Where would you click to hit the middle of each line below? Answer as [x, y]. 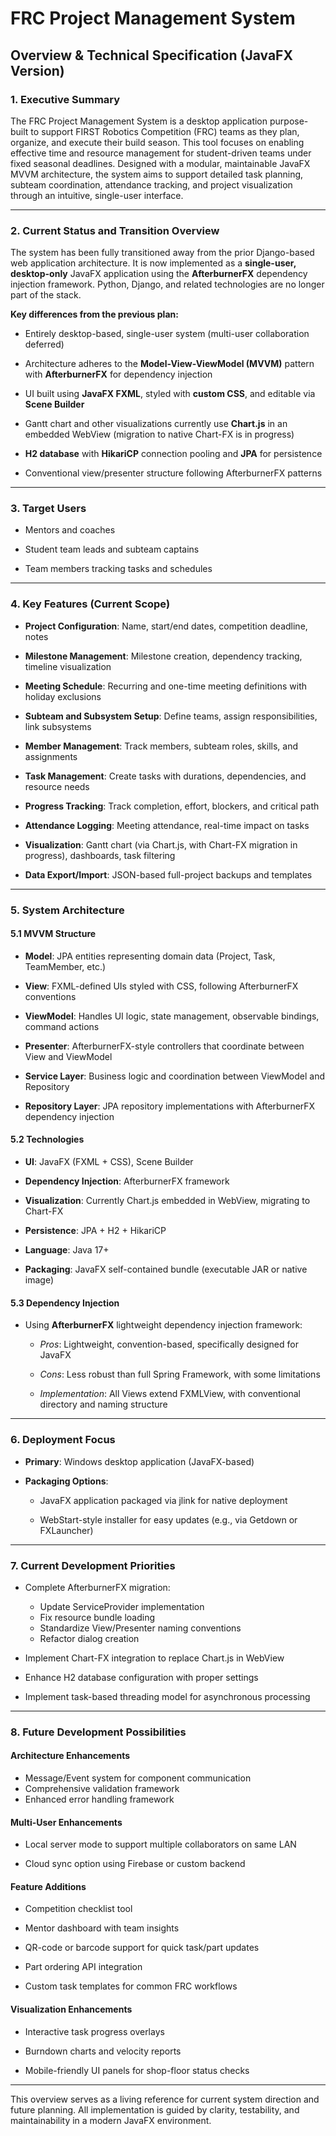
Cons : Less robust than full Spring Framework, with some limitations [180, 1374]
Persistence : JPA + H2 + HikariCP [95, 1231]
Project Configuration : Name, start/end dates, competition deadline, [166, 626]
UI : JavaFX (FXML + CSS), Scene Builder [109, 1162]
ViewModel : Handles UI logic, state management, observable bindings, [172, 1016]
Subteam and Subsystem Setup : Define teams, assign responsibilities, [171, 716]
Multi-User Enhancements [66, 1822]
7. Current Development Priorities [93, 1565]
